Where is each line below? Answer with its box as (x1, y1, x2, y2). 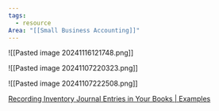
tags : (8, 11, 26, 20)
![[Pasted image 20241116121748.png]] (8, 48, 134, 58)
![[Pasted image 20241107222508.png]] (8, 78, 138, 88)
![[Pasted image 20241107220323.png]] (8, 63, 139, 73)
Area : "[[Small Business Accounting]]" (8, 26, 140, 34)
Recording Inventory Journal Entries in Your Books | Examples (8, 94, 211, 104)
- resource (15, 19, 52, 27)
